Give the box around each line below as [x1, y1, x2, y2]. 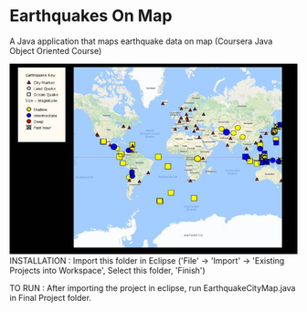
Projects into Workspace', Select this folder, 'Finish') [9, 265, 206, 276]
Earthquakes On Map [9, 5, 173, 26]
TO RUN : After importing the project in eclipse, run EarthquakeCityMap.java [9, 283, 296, 294]
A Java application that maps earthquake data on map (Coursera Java [9, 36, 273, 47]
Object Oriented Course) [9, 45, 102, 56]
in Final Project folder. [9, 293, 91, 304]
